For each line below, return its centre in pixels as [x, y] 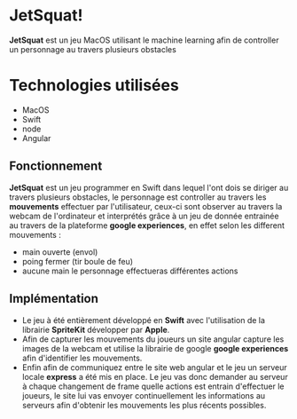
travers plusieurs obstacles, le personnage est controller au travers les [138, 197]
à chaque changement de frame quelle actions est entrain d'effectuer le [153, 386]
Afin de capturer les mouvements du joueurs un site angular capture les [153, 339]
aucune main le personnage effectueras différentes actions [130, 271]
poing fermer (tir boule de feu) [78, 261]
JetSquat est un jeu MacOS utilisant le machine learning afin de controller [144, 40]
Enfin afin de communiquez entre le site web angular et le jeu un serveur [154, 367]
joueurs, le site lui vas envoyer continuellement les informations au [144, 395]
